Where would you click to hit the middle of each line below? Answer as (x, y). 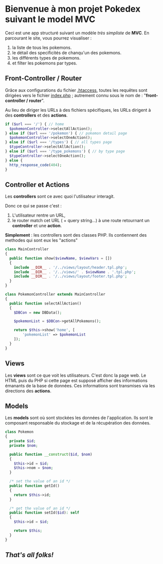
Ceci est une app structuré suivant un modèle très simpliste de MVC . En (77, 33)
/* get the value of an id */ (40, 508)
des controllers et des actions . (36, 115)
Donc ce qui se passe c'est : (33, 206)
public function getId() (35, 486)
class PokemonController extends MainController (55, 294)
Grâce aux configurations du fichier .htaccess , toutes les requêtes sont (76, 90)
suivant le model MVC (50, 19)
